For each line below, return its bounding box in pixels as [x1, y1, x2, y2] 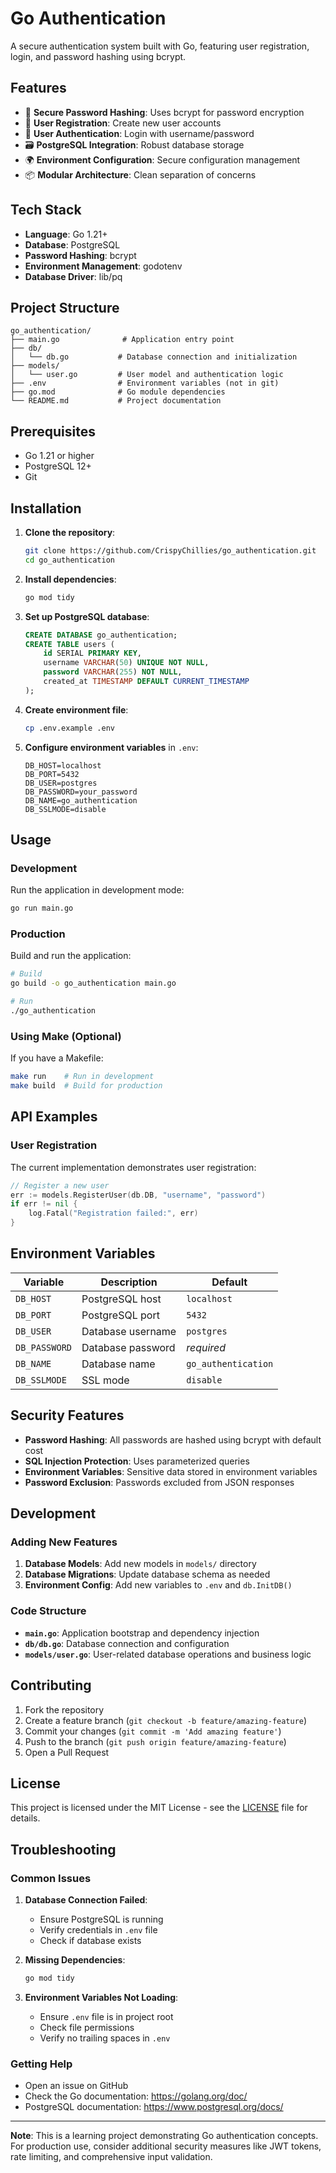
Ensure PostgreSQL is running [39, 1913, 164, 1926]
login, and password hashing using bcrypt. [10, 50, 187, 62]
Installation [10, 500, 82, 517]
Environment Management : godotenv [24, 260, 183, 272]
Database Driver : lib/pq [24, 270, 123, 282]
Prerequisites [10, 423, 96, 440]
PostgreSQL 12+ [24, 460, 92, 472]
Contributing [10, 1677, 92, 1694]
